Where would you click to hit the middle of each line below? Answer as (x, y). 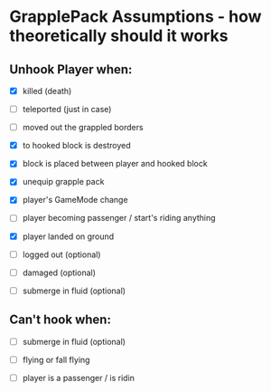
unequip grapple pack (63, 182)
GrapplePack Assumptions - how (135, 17)
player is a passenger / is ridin (79, 378)
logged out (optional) (61, 254)
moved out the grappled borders (83, 128)
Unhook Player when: (71, 69)
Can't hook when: (60, 320)
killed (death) (47, 91)
